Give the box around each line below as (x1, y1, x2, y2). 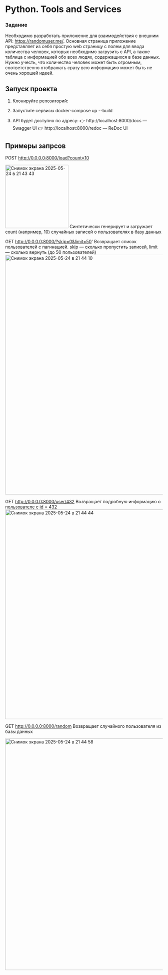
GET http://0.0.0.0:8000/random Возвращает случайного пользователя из (5, 723, 161, 729)
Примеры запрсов (5, 141, 66, 150)
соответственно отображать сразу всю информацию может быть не (5, 65, 152, 71)
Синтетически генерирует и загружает (69, 224, 153, 230)
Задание (5, 22, 27, 29)
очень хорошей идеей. (5, 70, 54, 76)
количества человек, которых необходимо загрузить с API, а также (5, 49, 150, 55)
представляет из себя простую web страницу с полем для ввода (5, 44, 144, 50)
